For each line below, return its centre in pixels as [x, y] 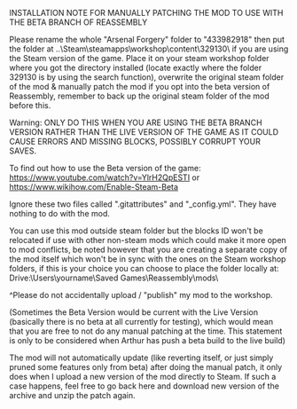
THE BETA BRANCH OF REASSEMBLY [78, 22]
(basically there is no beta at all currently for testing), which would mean [141, 322]
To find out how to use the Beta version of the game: [105, 168]
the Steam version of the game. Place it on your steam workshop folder [139, 58]
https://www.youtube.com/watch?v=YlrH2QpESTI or [105, 177]
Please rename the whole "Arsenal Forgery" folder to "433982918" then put [147, 39]
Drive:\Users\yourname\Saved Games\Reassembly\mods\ [114, 278]
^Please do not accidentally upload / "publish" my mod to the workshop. [141, 295]
